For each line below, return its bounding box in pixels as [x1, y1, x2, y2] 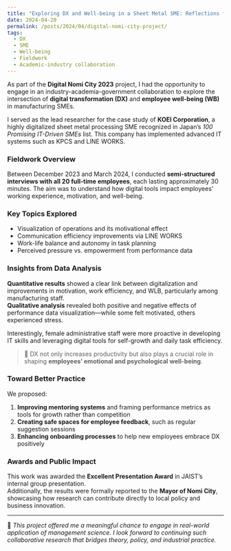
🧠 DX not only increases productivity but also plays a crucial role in [23, 350, 214, 358]
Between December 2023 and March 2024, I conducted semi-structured [7, 170, 215, 178]
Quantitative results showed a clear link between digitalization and [7, 279, 198, 287]
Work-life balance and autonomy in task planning [16, 239, 156, 247]
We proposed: [7, 390, 47, 398]
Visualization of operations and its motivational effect [16, 225, 168, 233]
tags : [7, 29, 23, 36]
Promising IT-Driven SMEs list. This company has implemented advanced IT [7, 130, 222, 138]
